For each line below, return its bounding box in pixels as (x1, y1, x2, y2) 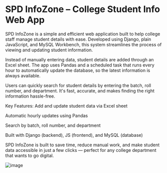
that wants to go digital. (5, 152, 54, 158)
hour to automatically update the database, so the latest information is (5, 67, 150, 73)
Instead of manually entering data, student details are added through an (5, 56, 154, 62)
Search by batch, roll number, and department (5, 122, 101, 128)
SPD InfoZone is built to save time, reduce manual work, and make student (5, 142, 160, 148)
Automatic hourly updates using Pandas (5, 112, 88, 119)
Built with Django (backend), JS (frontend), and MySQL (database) (5, 132, 143, 138)
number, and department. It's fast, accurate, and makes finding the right (5, 88, 155, 94)
